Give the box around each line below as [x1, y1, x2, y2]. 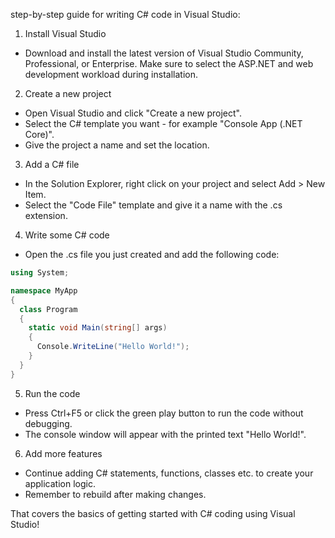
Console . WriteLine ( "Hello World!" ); [36, 342, 190, 352]
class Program [19, 304, 78, 314]
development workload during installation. [24, 69, 198, 80]
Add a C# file [24, 159, 80, 170]
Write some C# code [24, 229, 110, 241]
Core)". [24, 129, 55, 140]
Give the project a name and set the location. [24, 139, 210, 151]
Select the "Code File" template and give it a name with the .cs [24, 199, 283, 211]
